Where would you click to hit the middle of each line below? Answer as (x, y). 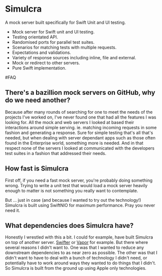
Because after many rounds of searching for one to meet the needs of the (79, 112)
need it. (13, 210)
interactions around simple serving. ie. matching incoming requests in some (81, 127)
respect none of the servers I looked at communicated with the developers (80, 148)
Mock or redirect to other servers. (46, 63)
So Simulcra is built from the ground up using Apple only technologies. (76, 268)
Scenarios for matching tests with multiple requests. (64, 47)
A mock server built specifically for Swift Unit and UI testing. (65, 22)
